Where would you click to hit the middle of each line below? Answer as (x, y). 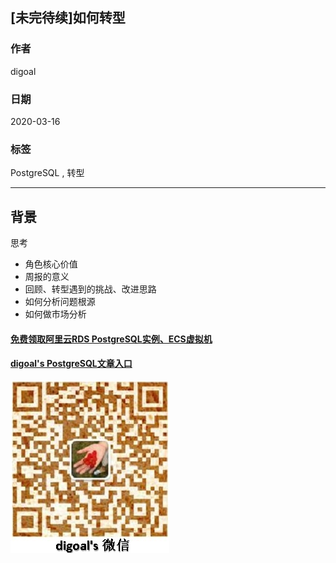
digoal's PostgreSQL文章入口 (71, 364)
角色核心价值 (51, 264)
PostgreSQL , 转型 (47, 173)
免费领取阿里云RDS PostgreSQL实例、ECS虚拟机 (111, 339)
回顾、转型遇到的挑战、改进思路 (90, 289)
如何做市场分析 (55, 314)
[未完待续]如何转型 (68, 18)
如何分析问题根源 (60, 302)
